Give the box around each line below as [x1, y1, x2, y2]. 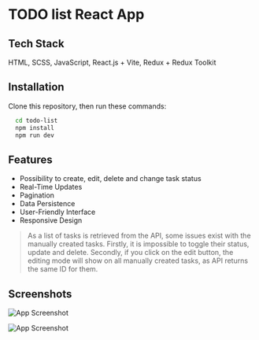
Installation [8, 80, 65, 94]
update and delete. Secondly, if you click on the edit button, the [27, 248, 234, 257]
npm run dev [15, 131, 55, 139]
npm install [15, 124, 55, 131]
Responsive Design [19, 216, 83, 225]
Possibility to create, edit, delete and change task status [19, 174, 202, 183]
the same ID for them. [27, 264, 98, 274]
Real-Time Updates [19, 183, 83, 192]
